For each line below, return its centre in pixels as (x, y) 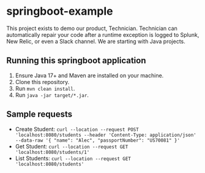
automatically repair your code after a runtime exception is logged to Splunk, (103, 34)
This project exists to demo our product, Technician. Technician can (92, 28)
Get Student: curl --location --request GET (72, 146)
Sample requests (39, 114)
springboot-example (60, 11)
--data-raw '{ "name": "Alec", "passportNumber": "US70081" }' (98, 140)
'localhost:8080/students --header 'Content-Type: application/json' (106, 135)
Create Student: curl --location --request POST (77, 129)
